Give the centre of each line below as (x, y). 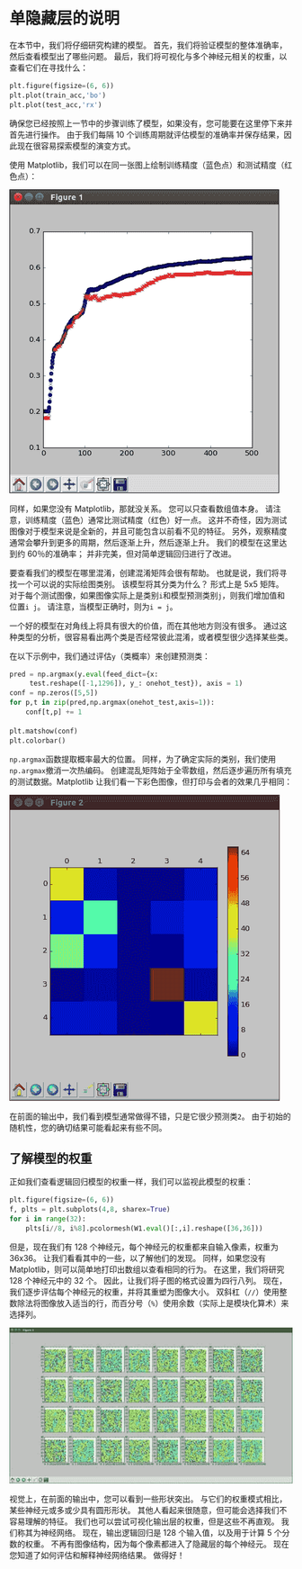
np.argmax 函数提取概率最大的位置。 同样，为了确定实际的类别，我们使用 (143, 759)
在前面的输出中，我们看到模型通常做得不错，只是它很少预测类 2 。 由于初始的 (151, 1116)
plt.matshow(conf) (44, 731)
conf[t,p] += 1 (54, 712)
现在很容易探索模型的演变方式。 (76, 146)
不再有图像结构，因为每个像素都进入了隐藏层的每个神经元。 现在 (170, 1544)
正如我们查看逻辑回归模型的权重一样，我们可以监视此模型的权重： (131, 1182)
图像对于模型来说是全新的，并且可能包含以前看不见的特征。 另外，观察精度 (148, 531)
